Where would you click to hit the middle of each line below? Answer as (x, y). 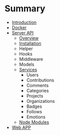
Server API (23, 33)
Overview (29, 38)
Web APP (21, 127)
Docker (19, 27)
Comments (37, 85)
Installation (30, 43)
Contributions (40, 80)
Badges (34, 106)
